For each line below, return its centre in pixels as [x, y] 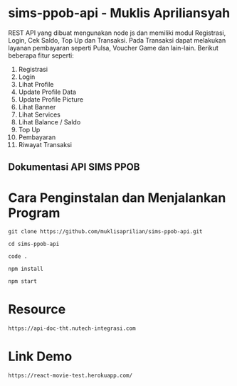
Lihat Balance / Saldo [49, 122]
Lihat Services [39, 114]
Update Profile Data [47, 92]
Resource [37, 310]
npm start [23, 282]
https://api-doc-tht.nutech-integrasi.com [72, 328]
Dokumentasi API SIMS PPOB [74, 167]
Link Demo [40, 356]
